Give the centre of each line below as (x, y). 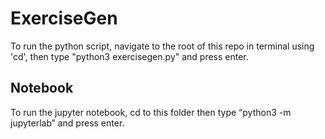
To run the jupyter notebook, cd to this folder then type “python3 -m (151, 112)
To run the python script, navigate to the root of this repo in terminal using (162, 46)
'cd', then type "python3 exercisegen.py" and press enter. (129, 56)
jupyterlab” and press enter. (67, 123)
